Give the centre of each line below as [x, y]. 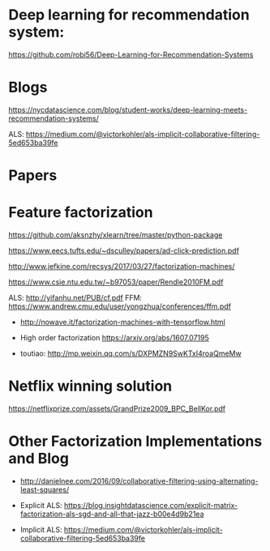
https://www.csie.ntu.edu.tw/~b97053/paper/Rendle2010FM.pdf [116, 282]
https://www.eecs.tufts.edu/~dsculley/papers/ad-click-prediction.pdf [124, 250]
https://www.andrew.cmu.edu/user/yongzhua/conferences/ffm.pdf [120, 306]
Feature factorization [81, 213]
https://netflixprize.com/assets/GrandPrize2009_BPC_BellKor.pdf [117, 408]
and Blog [39, 459]
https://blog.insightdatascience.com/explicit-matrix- [151, 505]
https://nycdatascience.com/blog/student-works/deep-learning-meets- [128, 109]
